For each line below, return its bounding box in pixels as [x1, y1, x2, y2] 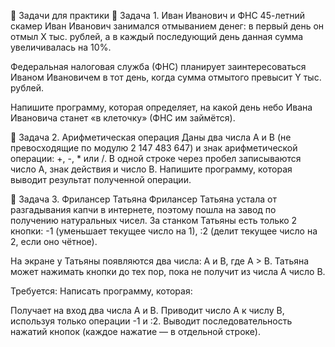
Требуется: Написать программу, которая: [10, 285, 193, 297]
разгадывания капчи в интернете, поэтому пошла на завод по [10, 204, 277, 215]
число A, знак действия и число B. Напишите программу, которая [10, 163, 293, 175]
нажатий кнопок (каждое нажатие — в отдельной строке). [10, 326, 261, 337]
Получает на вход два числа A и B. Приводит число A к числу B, [10, 305, 285, 316]
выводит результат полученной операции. [10, 174, 192, 185]
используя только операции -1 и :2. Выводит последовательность [10, 315, 293, 327]
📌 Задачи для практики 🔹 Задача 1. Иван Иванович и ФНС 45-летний [10, 10, 306, 21]
